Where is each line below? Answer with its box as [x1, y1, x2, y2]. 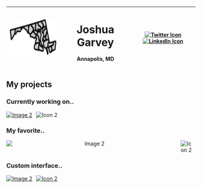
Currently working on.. [6, 98, 74, 106]
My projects [6, 80, 52, 90]
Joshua [76, 22, 115, 36]
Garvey [76, 36, 114, 49]
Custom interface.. [6, 161, 63, 169]
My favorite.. [6, 126, 45, 134]
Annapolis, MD [76, 55, 114, 63]
